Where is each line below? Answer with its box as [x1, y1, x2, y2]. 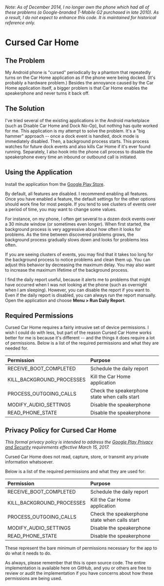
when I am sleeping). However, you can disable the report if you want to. [5, 287, 151, 293]
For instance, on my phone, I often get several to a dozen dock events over [5, 216, 156, 222]
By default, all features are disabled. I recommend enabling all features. [5, 191, 148, 197]
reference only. [5, 20, 36, 25]
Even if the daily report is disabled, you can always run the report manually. [5, 292, 157, 298]
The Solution [5, 104, 45, 113]
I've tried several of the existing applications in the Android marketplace [5, 117, 150, 123]
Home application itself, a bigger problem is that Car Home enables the [5, 85, 148, 91]
